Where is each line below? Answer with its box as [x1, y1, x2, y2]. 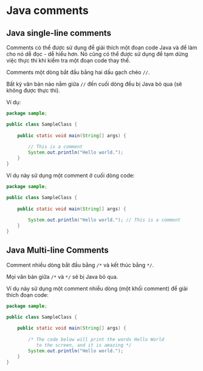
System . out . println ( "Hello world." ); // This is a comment [28, 217, 181, 223]
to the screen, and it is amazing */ [36, 342, 132, 348]
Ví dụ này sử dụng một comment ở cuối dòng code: [6, 171, 135, 179]
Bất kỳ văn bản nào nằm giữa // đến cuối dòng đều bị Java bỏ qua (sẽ [6, 80, 182, 87]
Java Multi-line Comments [6, 245, 109, 256]
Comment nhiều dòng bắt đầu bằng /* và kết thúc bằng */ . [6, 261, 154, 268]
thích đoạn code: [6, 291, 49, 298]
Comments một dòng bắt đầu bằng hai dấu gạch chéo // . [6, 69, 150, 76]
